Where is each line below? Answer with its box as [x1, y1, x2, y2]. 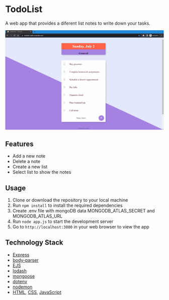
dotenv [12, 278, 28, 284]
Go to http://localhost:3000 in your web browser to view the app [12, 224, 149, 230]
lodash [12, 268, 27, 274]
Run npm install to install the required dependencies [12, 202, 123, 208]
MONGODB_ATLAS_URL [12, 213, 63, 219]
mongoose [12, 273, 35, 279]
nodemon [12, 283, 33, 290]
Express [12, 252, 30, 258]
